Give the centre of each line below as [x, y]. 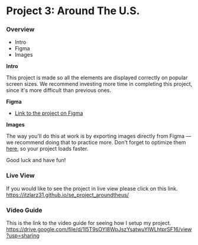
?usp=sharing [23, 236]
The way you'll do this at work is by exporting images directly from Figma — [99, 136]
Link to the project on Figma [49, 113]
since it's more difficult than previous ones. [59, 91]
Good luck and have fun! [36, 160]
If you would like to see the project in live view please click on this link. [92, 188]
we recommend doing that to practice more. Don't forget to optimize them [96, 143]
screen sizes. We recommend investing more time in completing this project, [99, 84]
